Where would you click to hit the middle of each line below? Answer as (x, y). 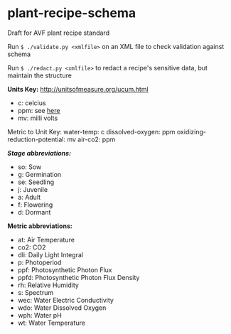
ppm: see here (39, 110)
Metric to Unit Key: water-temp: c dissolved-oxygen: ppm (91, 131)
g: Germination (39, 174)
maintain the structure (40, 75)
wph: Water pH (39, 315)
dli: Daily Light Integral (50, 254)
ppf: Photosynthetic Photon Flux (65, 270)
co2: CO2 (32, 247)
